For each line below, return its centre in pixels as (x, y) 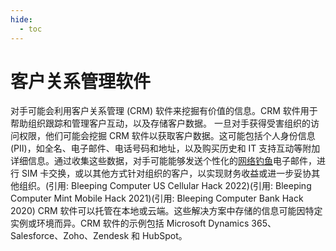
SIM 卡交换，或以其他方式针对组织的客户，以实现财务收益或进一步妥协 (166, 173)
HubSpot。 (164, 236)
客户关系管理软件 (81, 81)
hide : (21, 19)
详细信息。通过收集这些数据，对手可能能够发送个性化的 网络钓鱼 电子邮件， (163, 161)
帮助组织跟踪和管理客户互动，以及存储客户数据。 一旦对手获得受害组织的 (160, 123)
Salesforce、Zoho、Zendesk (70, 236)
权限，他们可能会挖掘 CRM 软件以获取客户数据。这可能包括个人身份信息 (167, 136)
